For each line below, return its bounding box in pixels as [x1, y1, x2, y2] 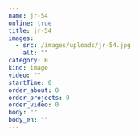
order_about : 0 [8, 86, 59, 94]
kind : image [8, 64, 48, 72]
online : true [8, 19, 52, 27]
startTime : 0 [8, 78, 52, 86]
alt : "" [22, 49, 48, 57]
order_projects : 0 [8, 94, 70, 102]
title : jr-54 [8, 26, 52, 34]
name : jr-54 [8, 11, 48, 20]
